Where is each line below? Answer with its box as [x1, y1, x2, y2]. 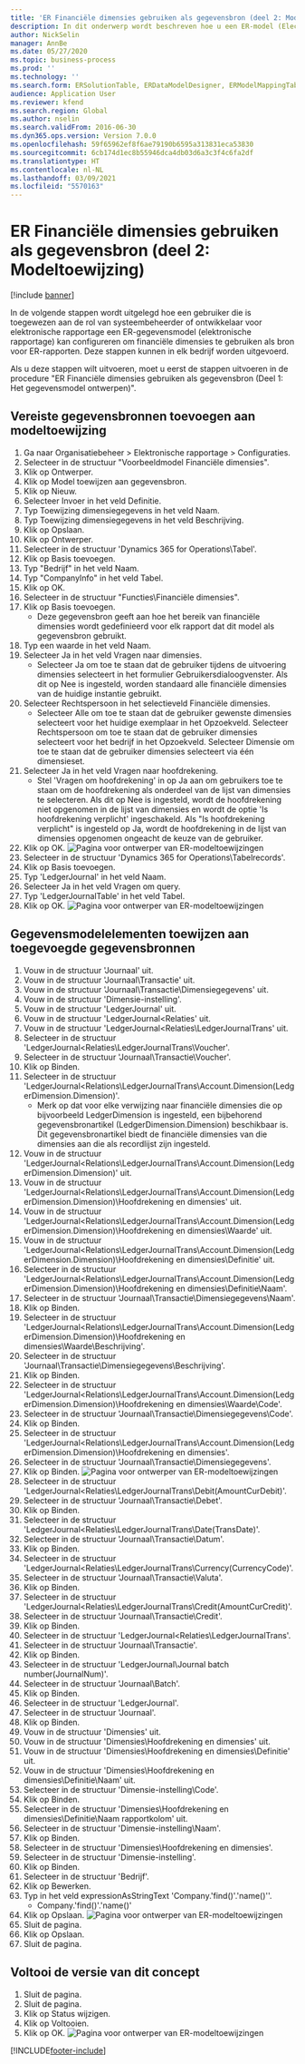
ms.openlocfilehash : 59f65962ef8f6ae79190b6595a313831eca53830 [10, 140, 254, 149]
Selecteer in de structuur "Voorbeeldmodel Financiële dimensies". [23, 456, 270, 467]
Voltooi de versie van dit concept [10, 1965, 200, 1981]
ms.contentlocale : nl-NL [10, 165, 104, 174]
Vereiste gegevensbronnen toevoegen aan [10, 409, 256, 425]
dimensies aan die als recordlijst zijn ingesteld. [36, 1138, 211, 1149]
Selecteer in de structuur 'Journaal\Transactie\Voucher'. [23, 1052, 232, 1062]
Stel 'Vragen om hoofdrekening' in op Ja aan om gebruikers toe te [36, 775, 283, 786]
